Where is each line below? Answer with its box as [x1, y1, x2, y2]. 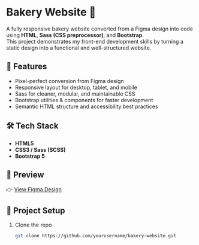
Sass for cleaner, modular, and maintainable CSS [14, 90, 135, 97]
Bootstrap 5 [14, 152, 45, 160]
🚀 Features [6, 62, 47, 72]
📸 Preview [6, 170, 44, 180]
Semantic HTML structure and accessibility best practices [14, 103, 158, 110]
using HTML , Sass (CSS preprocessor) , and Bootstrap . [6, 31, 144, 38]
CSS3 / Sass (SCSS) [14, 146, 66, 153]
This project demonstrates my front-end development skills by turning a [6, 38, 184, 45]
